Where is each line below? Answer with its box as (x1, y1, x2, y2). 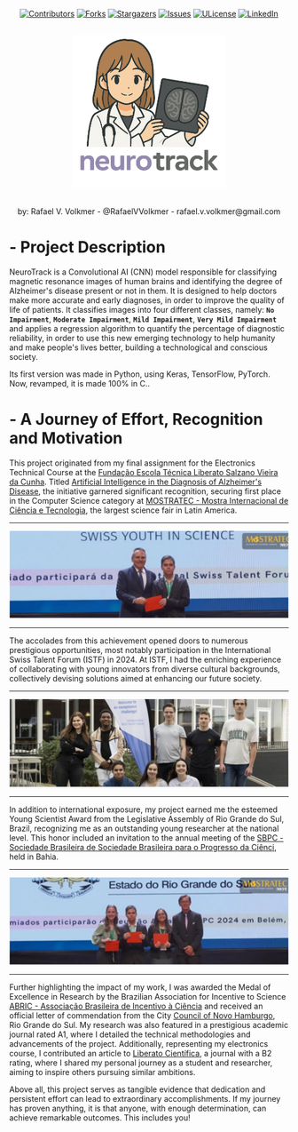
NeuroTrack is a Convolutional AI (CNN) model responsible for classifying (9, 267, 278, 277)
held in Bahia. (9, 851, 59, 862)
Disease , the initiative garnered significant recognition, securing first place (9, 485, 282, 497)
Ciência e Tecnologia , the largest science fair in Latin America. (9, 505, 238, 515)
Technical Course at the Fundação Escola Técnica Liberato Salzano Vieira (9, 466, 278, 477)
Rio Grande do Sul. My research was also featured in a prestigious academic (9, 1020, 289, 1031)
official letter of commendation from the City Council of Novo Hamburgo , (9, 1010, 276, 1021)
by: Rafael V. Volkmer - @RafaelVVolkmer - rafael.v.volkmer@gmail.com (17, 205, 281, 217)
